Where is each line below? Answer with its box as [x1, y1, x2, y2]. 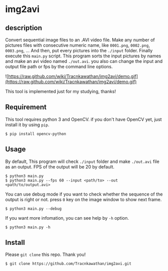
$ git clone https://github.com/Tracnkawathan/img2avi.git [5, 261, 132, 266]
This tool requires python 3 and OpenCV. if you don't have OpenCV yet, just [5, 116, 162, 122]
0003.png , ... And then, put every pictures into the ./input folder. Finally [5, 48, 153, 53]
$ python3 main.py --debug [5, 206, 62, 211]
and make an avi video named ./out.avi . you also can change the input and [5, 58, 163, 64]
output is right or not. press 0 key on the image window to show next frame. [5, 196, 162, 202]
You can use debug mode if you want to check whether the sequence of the [5, 191, 163, 197]
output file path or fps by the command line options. [5, 64, 113, 69]
